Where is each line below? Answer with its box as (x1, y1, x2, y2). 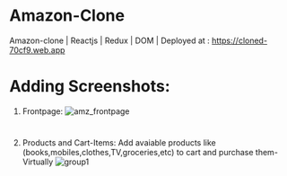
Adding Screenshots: (9, 76, 170, 97)
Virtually (22, 156, 54, 167)
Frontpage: (22, 105, 64, 117)
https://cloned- (212, 35, 267, 46)
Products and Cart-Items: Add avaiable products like (22, 137, 217, 148)
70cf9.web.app (9, 44, 65, 55)
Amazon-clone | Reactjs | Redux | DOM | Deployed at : (9, 35, 211, 46)
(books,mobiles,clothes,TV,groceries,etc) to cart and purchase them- (22, 147, 278, 158)
